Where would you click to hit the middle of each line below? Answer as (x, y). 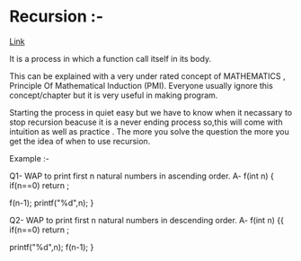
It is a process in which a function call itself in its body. (111, 58)
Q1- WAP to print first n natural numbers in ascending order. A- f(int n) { (142, 176)
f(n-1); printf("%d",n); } (52, 203)
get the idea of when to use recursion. (80, 141)
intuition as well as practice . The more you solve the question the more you (149, 131)
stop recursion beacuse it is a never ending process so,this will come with (146, 122)
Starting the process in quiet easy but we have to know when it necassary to (151, 112)
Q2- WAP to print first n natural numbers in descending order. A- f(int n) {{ (147, 220)
